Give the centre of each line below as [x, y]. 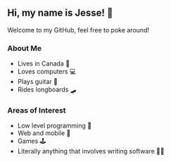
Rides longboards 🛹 [47, 89]
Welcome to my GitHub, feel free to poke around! [78, 30]
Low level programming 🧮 [55, 126]
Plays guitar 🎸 [38, 82]
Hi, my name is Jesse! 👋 [61, 13]
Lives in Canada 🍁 [44, 63]
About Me [25, 48]
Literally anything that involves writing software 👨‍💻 [91, 151]
